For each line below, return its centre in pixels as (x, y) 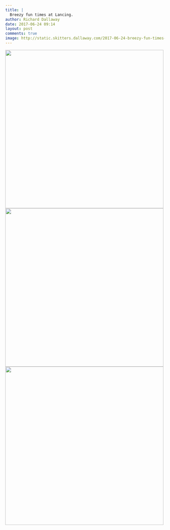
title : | (14, 10)
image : (12, 39)
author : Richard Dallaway (32, 19)
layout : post (19, 29)
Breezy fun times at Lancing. (41, 15)
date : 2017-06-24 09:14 (30, 24)
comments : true (21, 33)
